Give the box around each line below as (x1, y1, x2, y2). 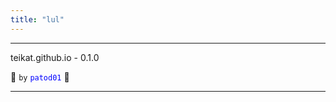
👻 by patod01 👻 (10, 71, 70, 83)
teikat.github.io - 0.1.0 (10, 51, 100, 63)
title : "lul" (10, 14, 65, 25)
